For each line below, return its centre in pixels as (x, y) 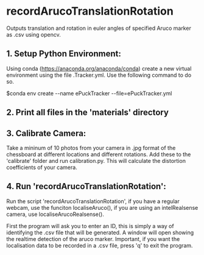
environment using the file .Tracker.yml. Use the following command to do (99, 75)
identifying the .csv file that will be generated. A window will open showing (100, 232)
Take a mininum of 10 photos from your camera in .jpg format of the (91, 148)
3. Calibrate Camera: (46, 133)
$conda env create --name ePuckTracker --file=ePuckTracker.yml (89, 93)
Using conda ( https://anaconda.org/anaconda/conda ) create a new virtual (99, 68)
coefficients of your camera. (42, 167)
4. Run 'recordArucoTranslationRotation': (86, 186)
